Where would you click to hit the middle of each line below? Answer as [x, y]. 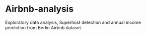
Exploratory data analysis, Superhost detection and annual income [73, 22]
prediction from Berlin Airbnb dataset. [44, 27]
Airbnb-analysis [39, 9]
